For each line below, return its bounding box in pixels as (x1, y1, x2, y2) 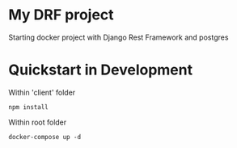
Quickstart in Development (8, 61, 193, 79)
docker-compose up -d (8, 133, 82, 141)
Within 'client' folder (8, 87, 76, 97)
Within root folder (8, 117, 67, 127)
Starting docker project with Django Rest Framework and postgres (8, 32, 229, 42)
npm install (8, 103, 49, 111)
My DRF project (8, 6, 115, 24)
